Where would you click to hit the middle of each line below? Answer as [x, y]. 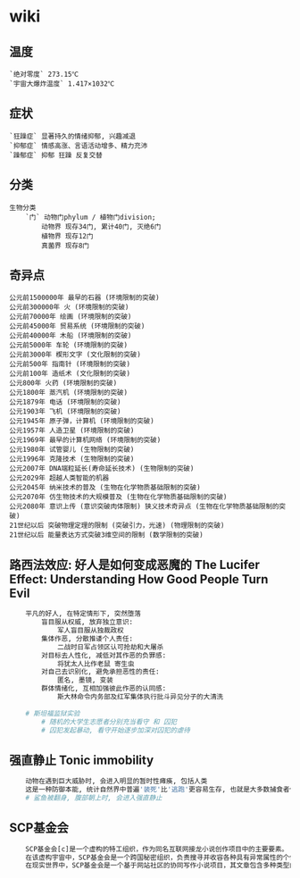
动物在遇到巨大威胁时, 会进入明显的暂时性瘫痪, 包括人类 [117, 782]
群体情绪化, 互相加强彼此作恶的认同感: [104, 689]
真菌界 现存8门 [65, 246]
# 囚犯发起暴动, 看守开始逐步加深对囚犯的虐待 [116, 730]
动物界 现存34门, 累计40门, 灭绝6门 [101, 226]
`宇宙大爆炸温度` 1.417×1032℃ [62, 84]
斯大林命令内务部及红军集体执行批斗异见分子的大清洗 [140, 697]
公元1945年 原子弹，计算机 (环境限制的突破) [82, 422]
